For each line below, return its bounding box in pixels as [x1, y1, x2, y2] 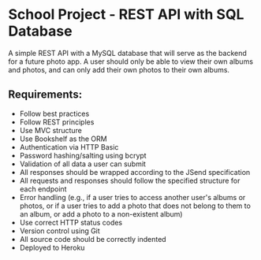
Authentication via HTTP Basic [19, 142, 119, 151]
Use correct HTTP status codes [19, 217, 123, 227]
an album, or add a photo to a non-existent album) [19, 209, 183, 218]
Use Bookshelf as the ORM [19, 134, 108, 143]
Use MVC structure [19, 125, 83, 135]
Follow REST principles [19, 117, 95, 127]
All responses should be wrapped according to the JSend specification [19, 167, 251, 176]
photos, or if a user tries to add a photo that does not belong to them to [19, 201, 251, 210]
